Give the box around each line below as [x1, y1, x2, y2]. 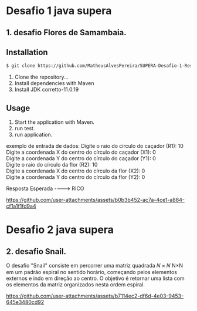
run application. [14, 131, 53, 138]
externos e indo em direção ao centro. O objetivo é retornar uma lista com [6, 275, 185, 282]
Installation [6, 47, 48, 57]
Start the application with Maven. [14, 119, 95, 126]
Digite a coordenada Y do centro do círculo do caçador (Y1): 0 [6, 155, 157, 162]
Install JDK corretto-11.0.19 [14, 86, 79, 93]
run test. [14, 125, 35, 132]
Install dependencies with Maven [14, 80, 95, 87]
